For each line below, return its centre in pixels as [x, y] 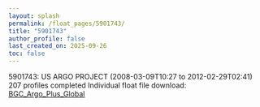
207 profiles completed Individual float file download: [97, 85]
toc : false [27, 53]
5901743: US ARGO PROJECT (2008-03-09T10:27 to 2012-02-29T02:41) [131, 77]
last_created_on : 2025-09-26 [58, 46]
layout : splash [34, 16]
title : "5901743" [38, 31]
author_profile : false [47, 39]
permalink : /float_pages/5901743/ [67, 24]
